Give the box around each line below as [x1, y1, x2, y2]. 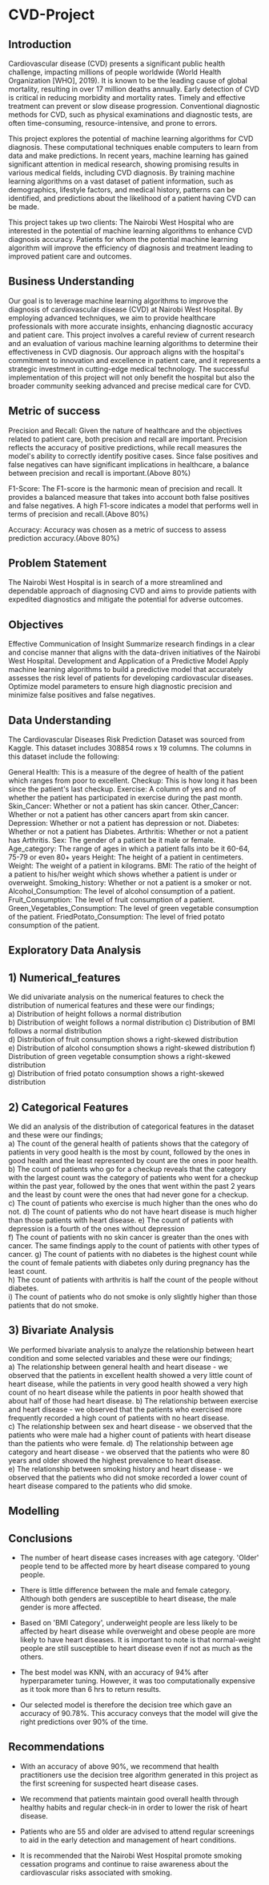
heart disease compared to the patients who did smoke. [8, 1480, 193, 1491]
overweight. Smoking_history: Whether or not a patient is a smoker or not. [8, 878, 252, 888]
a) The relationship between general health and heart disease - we [8, 1362, 228, 1371]
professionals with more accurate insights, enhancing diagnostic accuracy [8, 321, 254, 331]
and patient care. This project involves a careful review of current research [8, 330, 255, 340]
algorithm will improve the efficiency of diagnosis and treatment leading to [8, 243, 254, 252]
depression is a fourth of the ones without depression [8, 1224, 186, 1234]
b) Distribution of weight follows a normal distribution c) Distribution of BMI [8, 1017, 255, 1027]
